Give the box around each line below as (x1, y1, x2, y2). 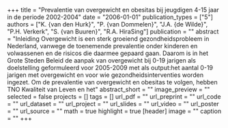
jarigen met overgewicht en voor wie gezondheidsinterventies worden (7, 71, 203, 79)
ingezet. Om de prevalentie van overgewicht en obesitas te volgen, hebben (7, 78, 218, 86)
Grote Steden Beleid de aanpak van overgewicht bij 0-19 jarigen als (7, 57, 197, 64)
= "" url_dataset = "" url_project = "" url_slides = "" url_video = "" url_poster (7, 100, 220, 108)
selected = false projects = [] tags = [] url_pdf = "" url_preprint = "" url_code (7, 93, 221, 101)
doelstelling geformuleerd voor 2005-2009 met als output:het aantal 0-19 (7, 64, 214, 71)
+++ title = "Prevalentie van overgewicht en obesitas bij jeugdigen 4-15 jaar (7, 6, 220, 14)
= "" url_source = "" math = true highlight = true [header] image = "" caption (7, 107, 222, 115)
